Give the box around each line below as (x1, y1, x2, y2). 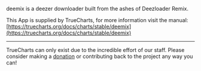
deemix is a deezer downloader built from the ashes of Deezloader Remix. (6, 5, 189, 12)
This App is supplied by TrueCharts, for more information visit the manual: (6, 17, 188, 23)
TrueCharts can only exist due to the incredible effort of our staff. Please (6, 47, 185, 53)
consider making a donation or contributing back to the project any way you (6, 53, 193, 60)
